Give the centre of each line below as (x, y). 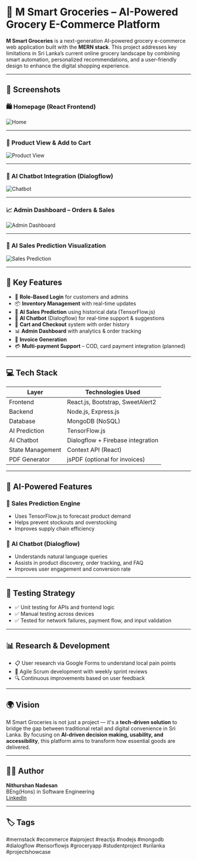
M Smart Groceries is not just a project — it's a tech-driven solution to (92, 722)
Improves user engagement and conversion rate (72, 569)
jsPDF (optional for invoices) (106, 460)
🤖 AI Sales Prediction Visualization (56, 246)
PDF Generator (30, 460)
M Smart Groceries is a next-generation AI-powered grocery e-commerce (96, 41)
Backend (21, 412)
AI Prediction (27, 431)
